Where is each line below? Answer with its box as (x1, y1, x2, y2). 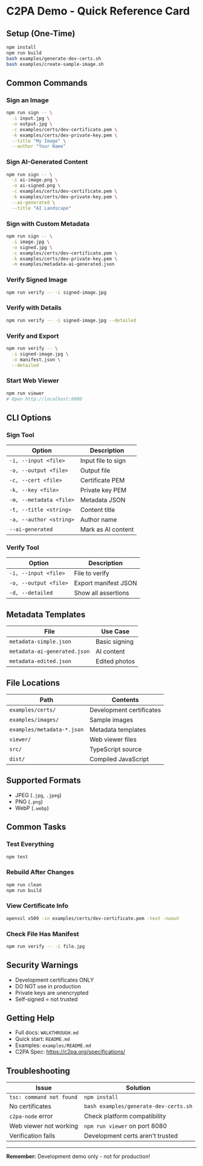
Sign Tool (6, 430, 34, 439)
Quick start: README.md (14, 1035, 71, 1043)
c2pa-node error (9, 1112, 53, 1121)
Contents (111, 696, 139, 704)
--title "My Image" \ (11, 138, 66, 144)
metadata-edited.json (9, 658, 71, 665)
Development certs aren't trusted (83, 1132, 178, 1140)
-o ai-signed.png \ (11, 183, 61, 189)
